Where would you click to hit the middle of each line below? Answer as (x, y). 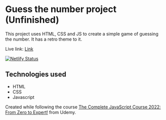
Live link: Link (19, 49)
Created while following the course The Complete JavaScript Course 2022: (83, 107)
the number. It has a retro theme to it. (44, 39)
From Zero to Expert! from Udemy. (41, 112)
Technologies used (36, 75)
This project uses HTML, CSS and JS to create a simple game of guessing (82, 34)
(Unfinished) (32, 20)
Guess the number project (61, 9)
